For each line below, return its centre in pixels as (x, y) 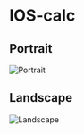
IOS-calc (42, 16)
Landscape (41, 98)
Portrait (31, 49)
